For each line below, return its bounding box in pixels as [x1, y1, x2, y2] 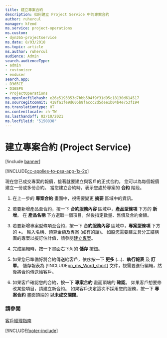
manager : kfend [5, 21, 37, 26]
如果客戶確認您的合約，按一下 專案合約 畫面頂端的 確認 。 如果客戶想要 [12, 279, 158, 285]
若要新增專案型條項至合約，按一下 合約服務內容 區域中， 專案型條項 [12, 222, 151, 228]
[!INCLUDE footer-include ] [5, 328, 58, 334]
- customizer [5, 68, 32, 73]
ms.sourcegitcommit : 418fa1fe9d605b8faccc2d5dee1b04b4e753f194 [5, 100, 140, 105]
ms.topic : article [5, 44, 43, 49]
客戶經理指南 [5, 318, 31, 324]
